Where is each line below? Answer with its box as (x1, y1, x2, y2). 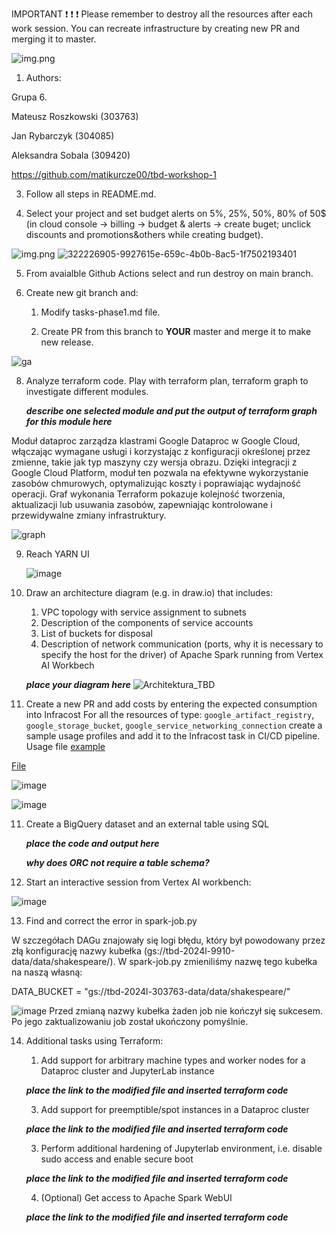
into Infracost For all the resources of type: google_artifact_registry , (25, 709, 315, 720)
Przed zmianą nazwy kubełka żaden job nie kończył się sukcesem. (49, 1005, 323, 1017)
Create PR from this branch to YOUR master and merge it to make (40, 326, 312, 337)
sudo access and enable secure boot (40, 1153, 194, 1165)
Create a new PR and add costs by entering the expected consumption (25, 698, 318, 710)
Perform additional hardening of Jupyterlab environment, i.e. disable (40, 1143, 323, 1154)
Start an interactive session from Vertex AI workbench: (25, 876, 252, 888)
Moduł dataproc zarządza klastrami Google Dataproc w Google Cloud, (11, 435, 301, 447)
